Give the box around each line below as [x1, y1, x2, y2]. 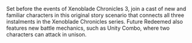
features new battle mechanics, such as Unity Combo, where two [6, 24, 170, 31]
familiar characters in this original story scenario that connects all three [6, 12, 184, 19]
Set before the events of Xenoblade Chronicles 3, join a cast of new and [6, 5, 187, 12]
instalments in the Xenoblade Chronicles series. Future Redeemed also [6, 18, 183, 25]
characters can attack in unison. [6, 31, 87, 38]
